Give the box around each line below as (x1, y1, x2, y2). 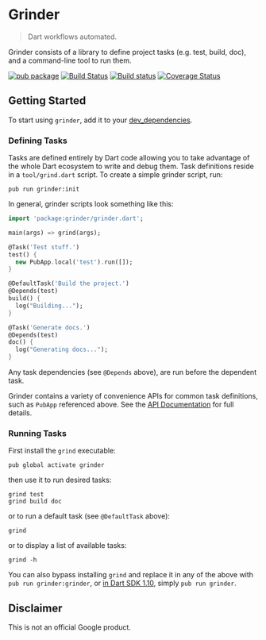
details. (8, 408, 33, 418)
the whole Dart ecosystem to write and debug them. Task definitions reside (8, 161, 254, 172)
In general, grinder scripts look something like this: (8, 199, 174, 209)
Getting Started (8, 94, 87, 108)
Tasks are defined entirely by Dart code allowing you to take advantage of (8, 153, 250, 163)
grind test (8, 491, 44, 499)
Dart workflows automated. (27, 32, 118, 41)
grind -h (8, 556, 37, 565)
